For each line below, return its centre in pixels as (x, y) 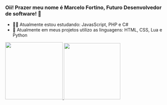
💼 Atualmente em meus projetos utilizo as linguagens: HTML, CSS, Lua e (87, 30)
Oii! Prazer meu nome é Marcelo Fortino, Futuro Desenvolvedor (83, 7)
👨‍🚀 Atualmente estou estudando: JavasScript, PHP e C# (70, 24)
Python (20, 35)
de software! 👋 (23, 13)
